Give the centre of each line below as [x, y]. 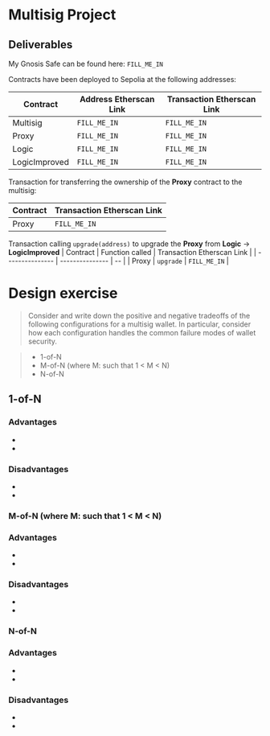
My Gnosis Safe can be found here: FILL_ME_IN [86, 64]
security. [43, 341]
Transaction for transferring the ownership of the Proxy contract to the [125, 182]
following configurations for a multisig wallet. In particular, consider [139, 324]
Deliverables [41, 45]
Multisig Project [62, 15]
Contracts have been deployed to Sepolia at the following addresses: [123, 79]
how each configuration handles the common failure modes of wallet [142, 332]
